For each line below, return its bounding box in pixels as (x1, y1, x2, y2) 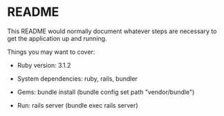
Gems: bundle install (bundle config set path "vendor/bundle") (17, 88, 195, 96)
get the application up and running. (7, 34, 107, 42)
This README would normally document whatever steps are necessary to (7, 27, 217, 35)
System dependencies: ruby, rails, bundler (17, 74, 138, 83)
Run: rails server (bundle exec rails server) (17, 101, 138, 109)
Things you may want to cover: (7, 48, 95, 56)
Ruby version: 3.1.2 (17, 61, 71, 69)
